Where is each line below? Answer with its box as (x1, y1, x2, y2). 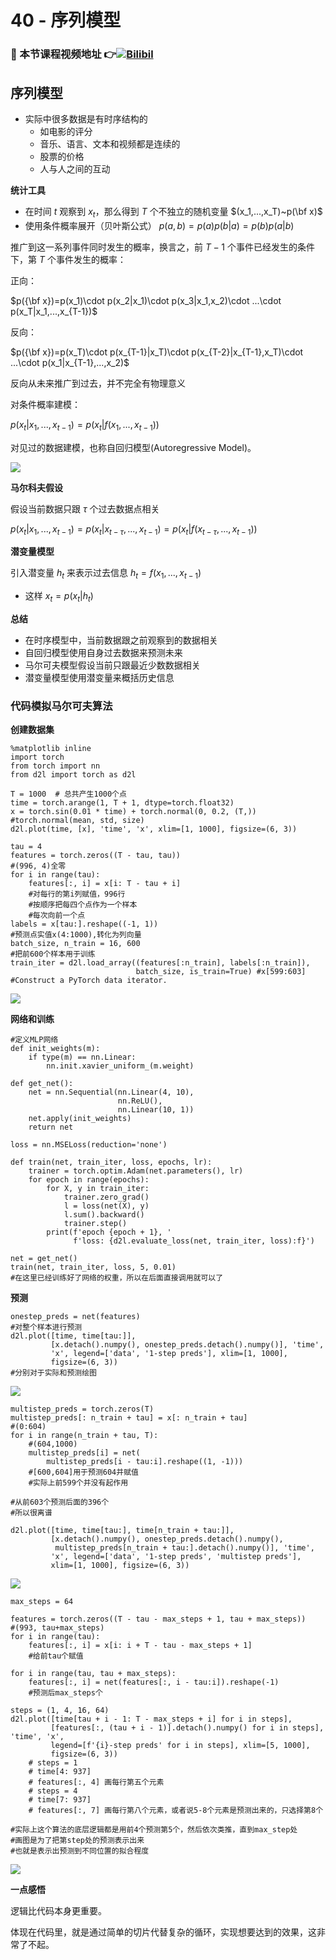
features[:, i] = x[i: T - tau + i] (28, 879, 182, 889)
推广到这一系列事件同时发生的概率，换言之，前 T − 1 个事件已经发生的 (10, 241, 298, 253)
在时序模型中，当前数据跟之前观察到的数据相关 (24, 634, 218, 646)
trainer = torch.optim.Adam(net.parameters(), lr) (28, 1166, 244, 1176)
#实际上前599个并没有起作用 (28, 1478, 129, 1488)
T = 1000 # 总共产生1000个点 (10, 789, 127, 800)
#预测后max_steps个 (28, 1688, 103, 1698)
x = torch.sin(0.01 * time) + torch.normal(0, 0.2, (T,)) (10, 807, 257, 817)
